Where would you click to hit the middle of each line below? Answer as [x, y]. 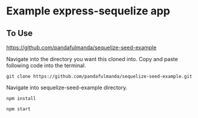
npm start [19, 109]
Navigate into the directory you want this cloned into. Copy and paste [92, 59]
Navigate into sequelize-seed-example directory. [67, 87]
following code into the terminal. [46, 65]
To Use [20, 33]
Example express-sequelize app [88, 11]
